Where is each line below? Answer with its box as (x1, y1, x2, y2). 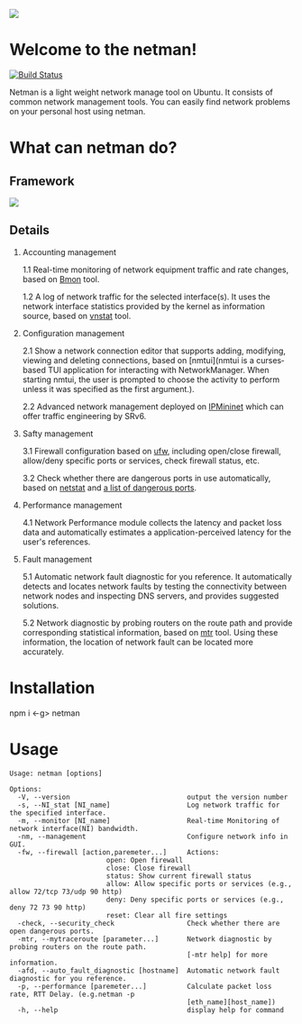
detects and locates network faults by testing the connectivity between (22, 581, 287, 591)
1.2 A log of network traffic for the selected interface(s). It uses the (22, 291, 270, 302)
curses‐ (255, 354, 285, 365)
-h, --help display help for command (17, 1005, 284, 1014)
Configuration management (22, 327, 125, 338)
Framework (9, 173, 75, 188)
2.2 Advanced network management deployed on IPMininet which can (22, 401, 284, 412)
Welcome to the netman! (9, 40, 197, 60)
